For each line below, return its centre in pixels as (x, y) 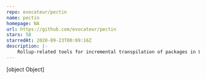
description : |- (27, 47)
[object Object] (25, 69)
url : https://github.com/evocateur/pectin (61, 29)
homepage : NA (23, 23)
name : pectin (23, 18)
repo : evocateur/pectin (37, 12)
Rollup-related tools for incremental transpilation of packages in (107, 52)
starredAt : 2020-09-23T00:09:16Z (49, 40)
